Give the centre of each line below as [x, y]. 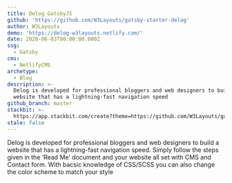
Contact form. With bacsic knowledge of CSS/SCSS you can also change [111, 164]
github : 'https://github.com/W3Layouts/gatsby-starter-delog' [98, 20]
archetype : [23, 71]
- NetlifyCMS [32, 65]
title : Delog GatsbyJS [40, 13]
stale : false [26, 123]
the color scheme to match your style [60, 172]
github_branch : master [40, 104]
